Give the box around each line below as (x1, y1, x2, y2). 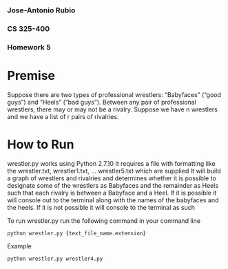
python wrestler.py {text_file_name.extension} (7, 230, 147, 237)
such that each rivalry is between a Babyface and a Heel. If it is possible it (7, 189, 217, 197)
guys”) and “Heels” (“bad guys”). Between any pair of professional (7, 98, 196, 106)
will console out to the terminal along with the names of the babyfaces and (7, 195, 219, 204)
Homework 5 (7, 42, 51, 52)
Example (7, 241, 32, 250)
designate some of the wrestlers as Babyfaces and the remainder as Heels (7, 181, 219, 189)
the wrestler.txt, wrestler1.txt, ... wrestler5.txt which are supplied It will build (7, 166, 222, 175)
